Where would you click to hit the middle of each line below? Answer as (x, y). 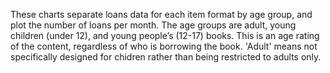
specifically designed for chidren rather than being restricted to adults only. (166, 57)
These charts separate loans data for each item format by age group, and (161, 14)
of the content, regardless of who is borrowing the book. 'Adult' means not (164, 46)
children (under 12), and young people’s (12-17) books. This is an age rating (165, 35)
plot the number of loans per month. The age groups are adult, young (153, 25)
